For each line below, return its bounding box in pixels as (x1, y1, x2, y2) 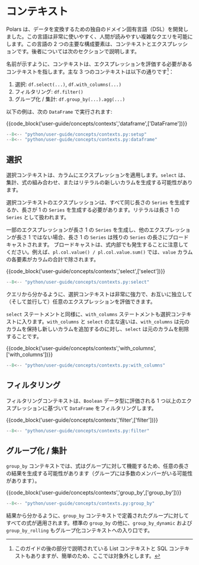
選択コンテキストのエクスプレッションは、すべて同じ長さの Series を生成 (6, 199, 185, 206)
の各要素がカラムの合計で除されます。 (6, 256, 99, 263)
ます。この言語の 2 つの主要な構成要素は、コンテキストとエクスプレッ (11, 40, 183, 47)
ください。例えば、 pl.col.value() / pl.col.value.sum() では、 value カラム (6, 249, 193, 256)
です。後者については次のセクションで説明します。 (16, 47, 140, 54)
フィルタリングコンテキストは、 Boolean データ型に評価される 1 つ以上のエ (6, 397, 187, 404)
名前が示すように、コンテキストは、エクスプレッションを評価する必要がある (6, 60, 192, 68)
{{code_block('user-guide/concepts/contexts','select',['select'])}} (6, 268, 166, 275)
